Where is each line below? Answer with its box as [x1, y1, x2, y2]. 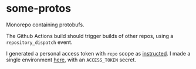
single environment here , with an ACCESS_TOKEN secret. [6, 56, 137, 63]
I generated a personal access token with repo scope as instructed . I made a [6, 50, 191, 57]
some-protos [6, 2, 72, 15]
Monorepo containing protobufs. [6, 21, 85, 28]
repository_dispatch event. [6, 39, 73, 46]
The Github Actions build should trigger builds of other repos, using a [6, 32, 174, 39]
